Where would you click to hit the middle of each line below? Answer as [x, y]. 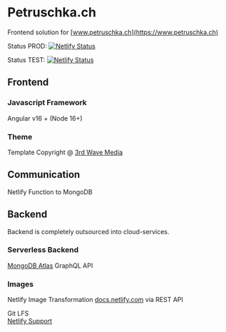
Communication [44, 175]
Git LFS [18, 313]
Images [21, 284]
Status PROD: [27, 46]
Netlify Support [30, 321]
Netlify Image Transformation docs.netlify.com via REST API [96, 300]
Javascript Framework [47, 103]
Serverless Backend [43, 250]
